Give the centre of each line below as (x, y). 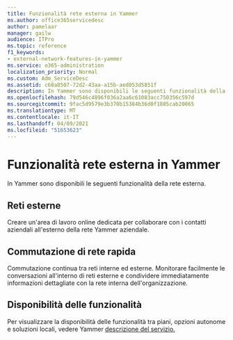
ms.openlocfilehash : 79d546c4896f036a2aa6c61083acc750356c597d (101, 98)
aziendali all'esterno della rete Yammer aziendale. (78, 229)
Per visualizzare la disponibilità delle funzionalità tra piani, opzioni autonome (116, 321)
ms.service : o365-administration (56, 65)
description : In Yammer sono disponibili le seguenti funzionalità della (116, 91)
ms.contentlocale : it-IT (43, 117)
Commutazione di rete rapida (72, 251)
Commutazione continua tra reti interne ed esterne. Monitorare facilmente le (116, 268)
